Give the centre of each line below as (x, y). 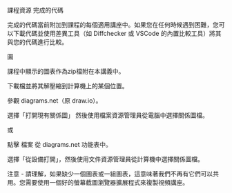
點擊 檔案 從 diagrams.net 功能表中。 (59, 144)
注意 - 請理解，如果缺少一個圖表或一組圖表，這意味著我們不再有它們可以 (110, 174)
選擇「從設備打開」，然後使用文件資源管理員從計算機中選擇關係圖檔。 (105, 159)
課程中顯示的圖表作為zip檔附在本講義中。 (66, 71)
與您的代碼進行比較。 (37, 42)
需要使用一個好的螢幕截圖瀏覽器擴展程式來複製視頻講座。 (107, 182)
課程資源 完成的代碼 (35, 10)
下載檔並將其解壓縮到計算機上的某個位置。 (68, 86)
